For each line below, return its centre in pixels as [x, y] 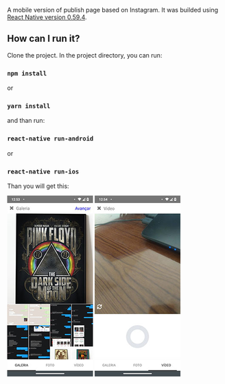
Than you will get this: [38, 186]
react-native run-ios [43, 171]
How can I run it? [44, 39]
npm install [27, 73]
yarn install [29, 106]
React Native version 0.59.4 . [47, 17]
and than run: [26, 121]
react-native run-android [50, 139]
